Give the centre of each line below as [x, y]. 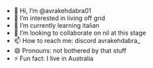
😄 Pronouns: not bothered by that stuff [70, 51]
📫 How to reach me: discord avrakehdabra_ [77, 41]
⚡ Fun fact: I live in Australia [54, 58]
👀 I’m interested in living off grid [59, 18]
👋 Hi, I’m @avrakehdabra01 [53, 11]
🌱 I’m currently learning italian [56, 25]
